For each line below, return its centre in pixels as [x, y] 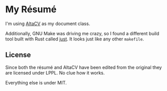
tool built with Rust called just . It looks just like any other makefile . [75, 39]
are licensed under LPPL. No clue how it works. [55, 73]
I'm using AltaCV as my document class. [48, 24]
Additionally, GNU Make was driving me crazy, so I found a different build [82, 33]
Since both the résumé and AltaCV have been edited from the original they [83, 67]
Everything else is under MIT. [36, 82]
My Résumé [31, 9]
